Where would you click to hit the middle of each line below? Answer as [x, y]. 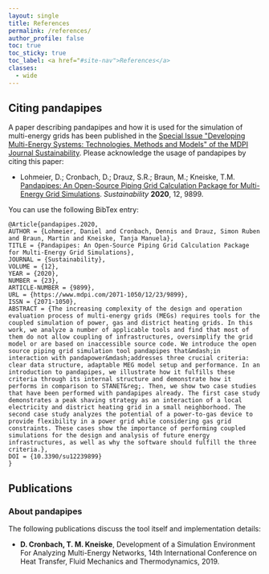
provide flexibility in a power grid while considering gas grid [120, 422]
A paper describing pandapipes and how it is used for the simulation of [126, 127]
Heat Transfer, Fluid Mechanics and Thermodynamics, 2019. [120, 562]
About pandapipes [45, 511]
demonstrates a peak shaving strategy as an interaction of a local [125, 400]
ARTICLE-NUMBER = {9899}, [51, 288]
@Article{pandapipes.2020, [53, 225]
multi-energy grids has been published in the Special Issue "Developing [127, 136]
